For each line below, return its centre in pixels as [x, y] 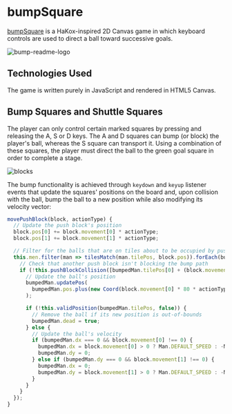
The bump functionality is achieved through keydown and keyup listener [107, 184]
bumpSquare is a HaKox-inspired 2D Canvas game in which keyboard [106, 31]
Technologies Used [49, 73]
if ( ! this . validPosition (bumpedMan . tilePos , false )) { [106, 308]
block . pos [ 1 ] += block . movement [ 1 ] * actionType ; [86, 239]
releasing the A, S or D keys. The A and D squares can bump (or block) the [113, 136]
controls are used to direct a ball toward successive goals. [90, 38]
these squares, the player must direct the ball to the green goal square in [110, 150]
